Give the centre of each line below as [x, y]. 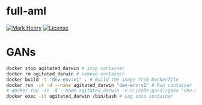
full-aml [26, 11]
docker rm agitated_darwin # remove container [66, 74]
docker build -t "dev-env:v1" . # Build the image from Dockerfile [93, 80]
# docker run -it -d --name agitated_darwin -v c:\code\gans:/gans [93, 91]
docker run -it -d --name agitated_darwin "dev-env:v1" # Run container [99, 85]
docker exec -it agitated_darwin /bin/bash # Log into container [90, 97]
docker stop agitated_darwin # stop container [66, 68]
